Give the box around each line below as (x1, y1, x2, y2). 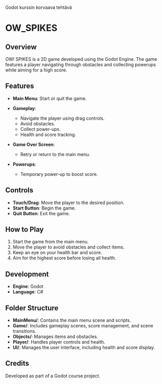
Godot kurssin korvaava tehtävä (5, 5, 72, 10)
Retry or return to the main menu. (20, 151, 91, 157)
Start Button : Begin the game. (12, 205, 76, 211)
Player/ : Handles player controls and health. (12, 339, 105, 345)
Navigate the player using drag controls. (20, 115, 105, 121)
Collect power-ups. (20, 126, 61, 132)
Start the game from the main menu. (12, 239, 89, 245)
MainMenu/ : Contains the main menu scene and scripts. (12, 317, 131, 324)
